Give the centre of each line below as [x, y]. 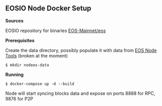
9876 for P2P [19, 98]
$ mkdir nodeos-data [27, 65]
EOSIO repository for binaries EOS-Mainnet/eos [56, 31]
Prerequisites [20, 40]
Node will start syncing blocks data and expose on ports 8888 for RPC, [80, 93]
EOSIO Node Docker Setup [48, 8]
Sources [15, 20]
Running [15, 74]
